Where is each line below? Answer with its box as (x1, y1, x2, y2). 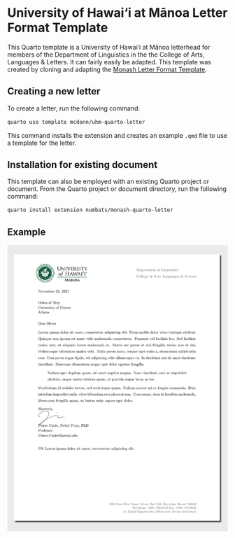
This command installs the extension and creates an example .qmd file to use (7, 131, 228, 139)
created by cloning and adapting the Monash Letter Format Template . (7, 65, 208, 73)
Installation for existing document (7, 159, 158, 171)
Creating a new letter (7, 85, 101, 97)
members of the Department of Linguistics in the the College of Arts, (7, 50, 205, 59)
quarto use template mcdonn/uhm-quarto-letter (7, 118, 145, 125)
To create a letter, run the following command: (7, 104, 141, 113)
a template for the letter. (7, 139, 77, 147)
